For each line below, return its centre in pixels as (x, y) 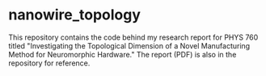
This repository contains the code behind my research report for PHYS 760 (133, 37)
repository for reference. (49, 63)
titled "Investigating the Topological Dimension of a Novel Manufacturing (129, 45)
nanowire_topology (75, 15)
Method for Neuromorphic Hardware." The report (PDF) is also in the (122, 54)
